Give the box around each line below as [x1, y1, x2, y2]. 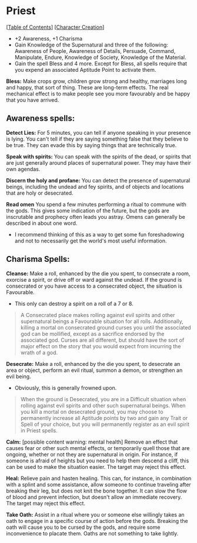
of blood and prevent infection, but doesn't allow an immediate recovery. [6, 493, 182, 501]
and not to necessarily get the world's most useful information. [14, 237, 167, 244]
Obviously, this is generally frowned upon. [14, 384, 117, 391]
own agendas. [6, 165, 41, 172]
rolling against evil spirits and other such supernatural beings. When [20, 402, 186, 409]
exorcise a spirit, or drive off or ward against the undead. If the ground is [6, 276, 182, 283]
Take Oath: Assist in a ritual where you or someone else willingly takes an [6, 511, 185, 518]
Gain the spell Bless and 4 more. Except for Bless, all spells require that [14, 60, 187, 67]
